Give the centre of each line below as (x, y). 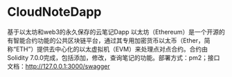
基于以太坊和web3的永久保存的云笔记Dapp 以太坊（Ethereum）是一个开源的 (116, 32)
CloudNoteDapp (54, 12)
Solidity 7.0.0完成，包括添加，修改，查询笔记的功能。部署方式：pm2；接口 (114, 57)
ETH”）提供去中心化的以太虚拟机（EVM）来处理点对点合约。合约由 (112, 49)
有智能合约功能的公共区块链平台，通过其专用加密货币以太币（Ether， (106, 40)
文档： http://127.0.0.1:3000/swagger (59, 66)
